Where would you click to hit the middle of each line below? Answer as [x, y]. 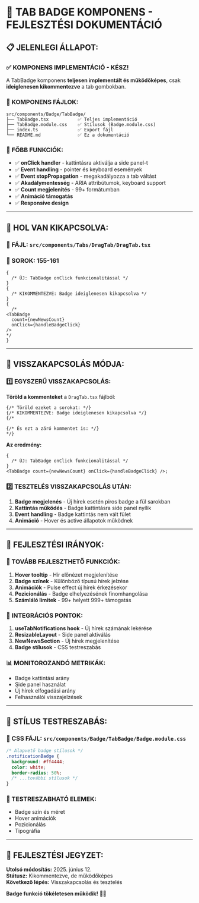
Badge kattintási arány [42, 678]
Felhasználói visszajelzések [49, 697]
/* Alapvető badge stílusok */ [45, 751]
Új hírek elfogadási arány [45, 691]
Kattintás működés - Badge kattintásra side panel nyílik [83, 508]
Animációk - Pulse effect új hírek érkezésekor [71, 587]
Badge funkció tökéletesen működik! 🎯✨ [56, 893]
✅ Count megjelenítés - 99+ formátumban [67, 190]
